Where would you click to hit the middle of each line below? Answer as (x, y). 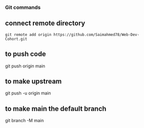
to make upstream (33, 81)
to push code (26, 54)
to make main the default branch (56, 109)
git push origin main (25, 66)
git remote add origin (28, 34)
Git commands (23, 7)
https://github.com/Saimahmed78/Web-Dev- (96, 34)
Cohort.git (16, 39)
